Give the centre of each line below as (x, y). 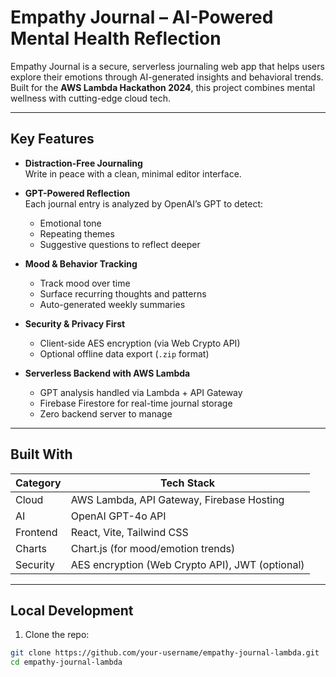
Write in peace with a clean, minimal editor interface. (133, 173)
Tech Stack (188, 483)
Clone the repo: (57, 635)
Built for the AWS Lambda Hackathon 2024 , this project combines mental (163, 87)
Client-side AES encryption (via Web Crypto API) (140, 343)
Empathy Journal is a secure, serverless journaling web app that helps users (167, 66)
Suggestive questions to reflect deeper (120, 244)
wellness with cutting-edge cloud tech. (90, 98)
